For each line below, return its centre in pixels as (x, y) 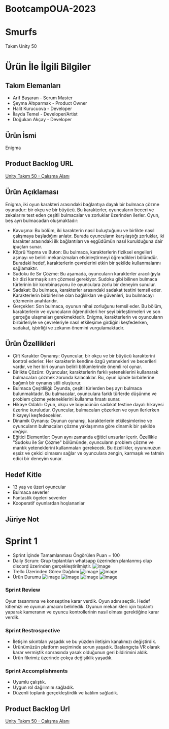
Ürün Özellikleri (30, 343)
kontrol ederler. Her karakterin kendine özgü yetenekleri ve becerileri (84, 361)
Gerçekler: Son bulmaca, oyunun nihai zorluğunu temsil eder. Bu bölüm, (88, 306)
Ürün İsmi (21, 135)
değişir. (20, 432)
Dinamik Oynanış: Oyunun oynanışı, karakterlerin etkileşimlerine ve (82, 421)
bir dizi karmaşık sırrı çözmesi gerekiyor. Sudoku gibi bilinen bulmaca (85, 279)
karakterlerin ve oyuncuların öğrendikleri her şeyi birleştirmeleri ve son (87, 312)
